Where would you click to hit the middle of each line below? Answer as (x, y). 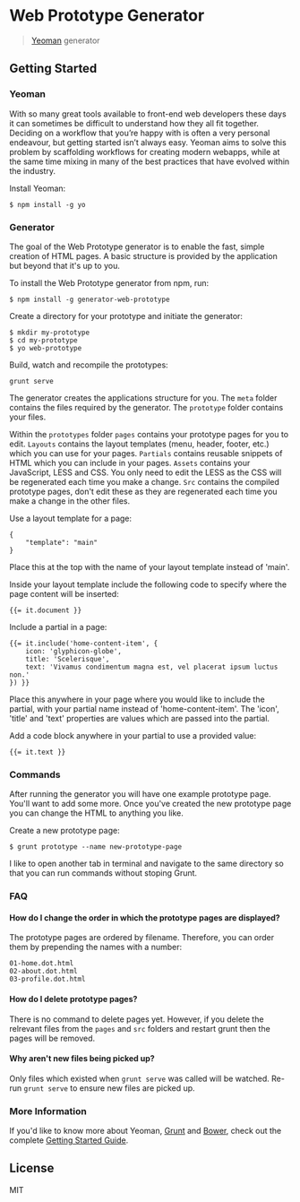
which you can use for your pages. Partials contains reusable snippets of (146, 453)
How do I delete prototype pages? (73, 999)
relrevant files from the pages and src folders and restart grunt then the (140, 1028)
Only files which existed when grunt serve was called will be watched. (140, 1078)
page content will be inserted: (64, 593)
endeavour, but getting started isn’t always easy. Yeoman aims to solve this (148, 142)
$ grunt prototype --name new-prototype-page (95, 847)
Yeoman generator (65, 40)
